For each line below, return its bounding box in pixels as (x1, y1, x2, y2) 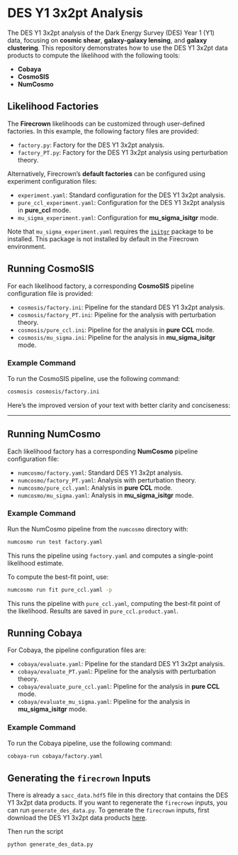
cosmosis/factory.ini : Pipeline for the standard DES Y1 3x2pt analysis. (17, 303, 225, 311)
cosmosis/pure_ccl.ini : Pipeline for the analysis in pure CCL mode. (17, 325, 215, 334)
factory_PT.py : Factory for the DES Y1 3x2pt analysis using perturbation (17, 148, 228, 157)
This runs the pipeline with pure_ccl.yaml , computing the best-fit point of (7, 599, 221, 607)
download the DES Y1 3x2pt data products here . (7, 814, 147, 822)
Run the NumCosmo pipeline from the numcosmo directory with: (7, 524, 189, 533)
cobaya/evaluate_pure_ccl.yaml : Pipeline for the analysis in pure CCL (17, 683, 220, 691)
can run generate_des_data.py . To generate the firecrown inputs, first (7, 806, 210, 815)
